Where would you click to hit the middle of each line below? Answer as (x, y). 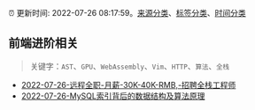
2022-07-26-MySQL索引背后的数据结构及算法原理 (113, 96)
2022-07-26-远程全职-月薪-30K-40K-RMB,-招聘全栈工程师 (128, 84)
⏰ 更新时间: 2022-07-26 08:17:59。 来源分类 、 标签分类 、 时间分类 (127, 13)
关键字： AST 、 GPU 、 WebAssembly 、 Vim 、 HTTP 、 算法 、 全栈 (130, 66)
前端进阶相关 (43, 44)
